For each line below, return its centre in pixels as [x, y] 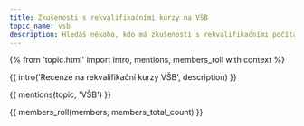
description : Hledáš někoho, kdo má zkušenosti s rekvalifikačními [139, 34]
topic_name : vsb [40, 26]
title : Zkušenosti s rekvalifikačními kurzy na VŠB [109, 18]
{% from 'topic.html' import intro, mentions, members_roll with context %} [147, 60]
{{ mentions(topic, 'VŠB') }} [60, 94]
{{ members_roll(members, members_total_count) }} [106, 112]
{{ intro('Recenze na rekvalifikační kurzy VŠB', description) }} [123, 77]
